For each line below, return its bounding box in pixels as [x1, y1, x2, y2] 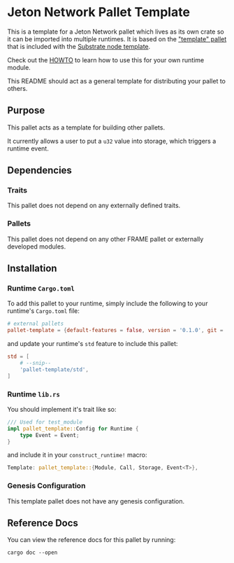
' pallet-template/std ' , [20, 366, 89, 373]
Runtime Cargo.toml [7, 284, 75, 293]
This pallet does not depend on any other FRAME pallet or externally [7, 235, 204, 243]
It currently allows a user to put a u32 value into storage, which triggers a [7, 137, 217, 145]
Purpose [7, 104, 45, 116]
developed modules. [7, 242, 66, 251]
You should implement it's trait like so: [7, 405, 117, 413]
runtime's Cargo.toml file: [7, 307, 80, 315]
